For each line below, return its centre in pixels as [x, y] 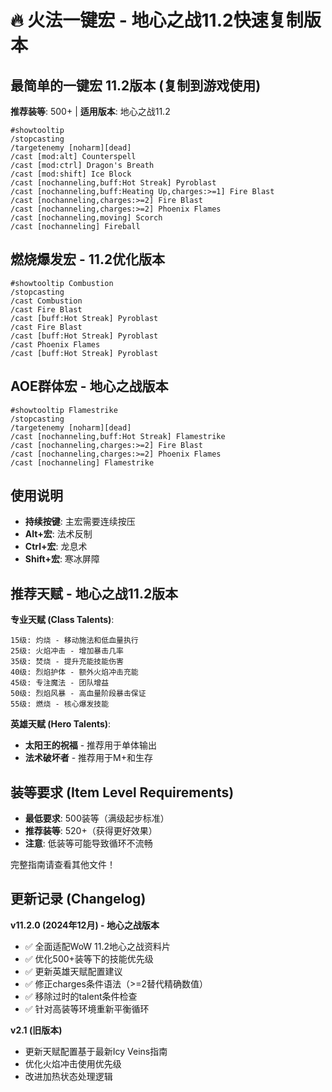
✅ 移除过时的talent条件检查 [81, 996]
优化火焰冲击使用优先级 [73, 1063]
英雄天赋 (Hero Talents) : [61, 724]
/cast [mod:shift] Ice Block [71, 174]
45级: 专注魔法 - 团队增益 [60, 683]
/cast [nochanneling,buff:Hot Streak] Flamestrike [118, 436]
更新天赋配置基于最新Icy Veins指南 [96, 1051]
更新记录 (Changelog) [78, 899]
